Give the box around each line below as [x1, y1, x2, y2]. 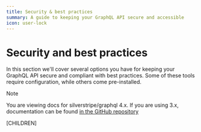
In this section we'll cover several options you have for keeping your [6, 65, 175, 73]
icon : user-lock [6, 20, 47, 26]
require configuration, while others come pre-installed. [6, 79, 142, 86]
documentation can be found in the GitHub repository [6, 108, 139, 115]
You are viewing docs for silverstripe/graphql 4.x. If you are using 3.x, [6, 101, 179, 109]
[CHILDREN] [6, 119, 37, 127]
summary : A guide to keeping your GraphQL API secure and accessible [6, 14, 185, 20]
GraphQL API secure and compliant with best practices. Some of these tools [6, 72, 195, 79]
